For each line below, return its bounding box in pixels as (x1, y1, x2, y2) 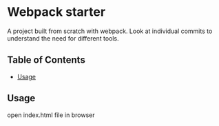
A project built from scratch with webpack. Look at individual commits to (7, 27, 213, 35)
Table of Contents (7, 54, 86, 66)
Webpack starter (7, 4, 105, 20)
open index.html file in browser (7, 111, 95, 119)
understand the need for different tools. (7, 34, 119, 42)
